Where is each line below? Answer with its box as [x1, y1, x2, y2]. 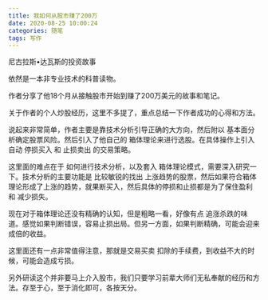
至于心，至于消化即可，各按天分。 [29, 283, 141, 293]
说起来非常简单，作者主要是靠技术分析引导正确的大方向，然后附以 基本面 [8, 125, 248, 134]
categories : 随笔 [8, 26, 64, 34]
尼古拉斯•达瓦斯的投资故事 [8, 57, 97, 66]
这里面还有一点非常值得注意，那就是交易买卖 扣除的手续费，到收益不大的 [8, 246, 248, 256]
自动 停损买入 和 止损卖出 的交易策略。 [8, 145, 136, 154]
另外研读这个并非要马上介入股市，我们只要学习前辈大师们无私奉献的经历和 [8, 273, 253, 282]
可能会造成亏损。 [22, 256, 78, 266]
